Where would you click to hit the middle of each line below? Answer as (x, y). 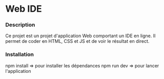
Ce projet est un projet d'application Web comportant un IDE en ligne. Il (80, 36)
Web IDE (24, 9)
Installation (20, 55)
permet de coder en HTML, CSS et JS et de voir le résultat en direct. (77, 41)
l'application (18, 71)
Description (20, 25)
